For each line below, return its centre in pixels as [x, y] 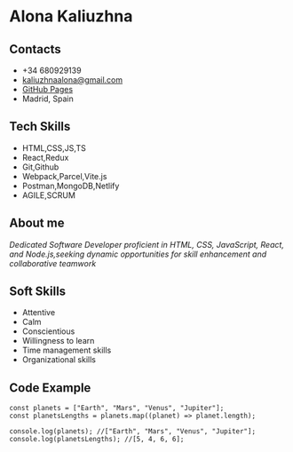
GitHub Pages [48, 89]
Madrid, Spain [48, 99]
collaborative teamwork [53, 263]
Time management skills [67, 350]
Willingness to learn [58, 341]
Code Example [50, 388]
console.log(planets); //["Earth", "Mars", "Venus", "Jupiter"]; [132, 432]
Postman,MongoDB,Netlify [71, 186]
